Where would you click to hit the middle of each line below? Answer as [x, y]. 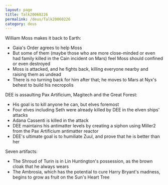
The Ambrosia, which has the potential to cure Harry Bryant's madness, [86, 172]
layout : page [19, 10]
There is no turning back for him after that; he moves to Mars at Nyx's [85, 80]
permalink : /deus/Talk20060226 [38, 19]
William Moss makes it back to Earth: [43, 38]
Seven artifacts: [21, 151]
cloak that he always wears [41, 166]
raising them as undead [37, 74]
